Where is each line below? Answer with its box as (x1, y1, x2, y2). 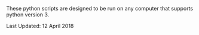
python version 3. (6, 11, 50, 18)
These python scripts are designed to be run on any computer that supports (6, 5, 194, 12)
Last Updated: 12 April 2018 (6, 23, 74, 29)
